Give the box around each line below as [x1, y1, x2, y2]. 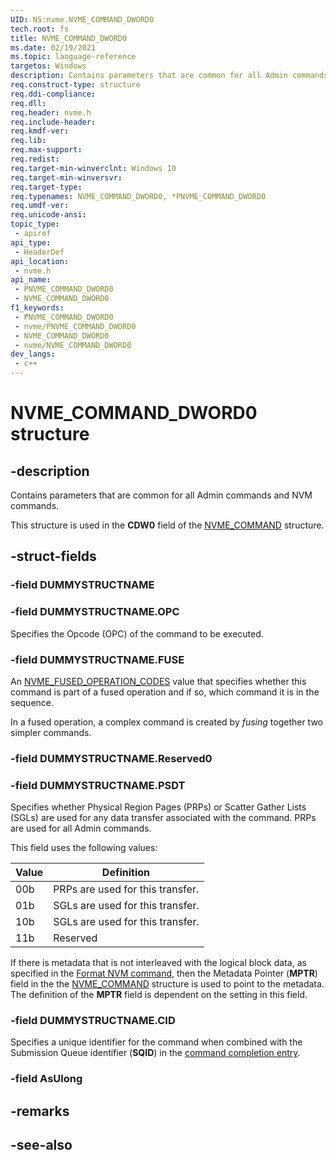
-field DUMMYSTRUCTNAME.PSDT [10, 778, 186, 792]
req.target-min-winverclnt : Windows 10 [10, 163, 177, 173]
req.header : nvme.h [10, 107, 92, 118]
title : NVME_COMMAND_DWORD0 [10, 33, 128, 43]
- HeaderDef [14, 247, 65, 257]
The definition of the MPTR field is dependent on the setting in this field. [10, 989, 308, 1001]
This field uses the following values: [10, 842, 158, 854]
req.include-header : [10, 117, 97, 127]
